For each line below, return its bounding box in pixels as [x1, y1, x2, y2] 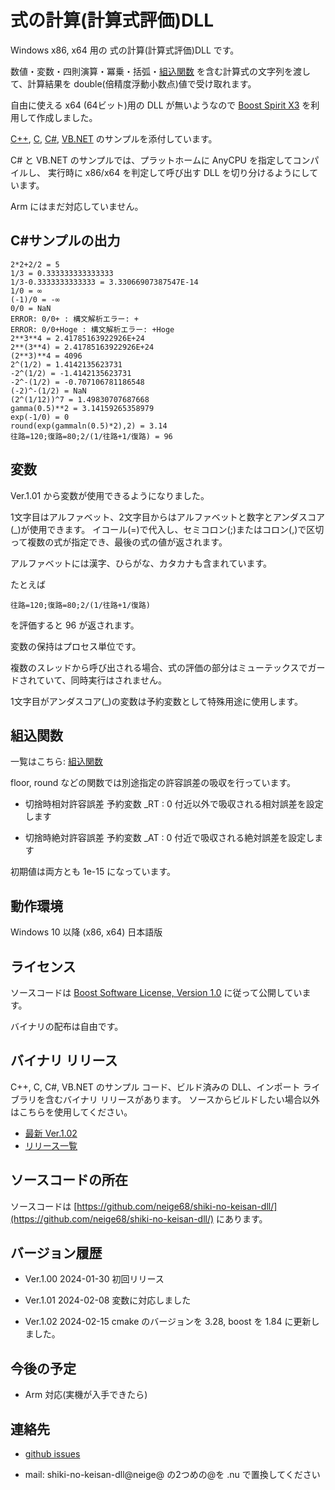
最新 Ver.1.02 [24, 1127, 78, 1139]
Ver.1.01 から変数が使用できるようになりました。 [10, 489, 210, 501]
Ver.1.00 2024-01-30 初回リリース [24, 1273, 165, 1285]
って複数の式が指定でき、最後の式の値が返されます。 [10, 536, 228, 548]
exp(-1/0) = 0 [10, 412, 70, 422]
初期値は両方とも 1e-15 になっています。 [10, 866, 177, 878]
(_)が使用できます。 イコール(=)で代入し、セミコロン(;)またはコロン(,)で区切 [10, 523, 325, 535]
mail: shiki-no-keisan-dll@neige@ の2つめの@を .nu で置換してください [24, 1469, 321, 1481]
